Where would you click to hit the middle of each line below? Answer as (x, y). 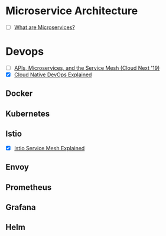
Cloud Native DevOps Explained (53, 75)
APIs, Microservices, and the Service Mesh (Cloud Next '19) (87, 68)
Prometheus (29, 187)
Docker (19, 94)
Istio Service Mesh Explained (49, 148)
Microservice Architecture (72, 11)
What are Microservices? (44, 27)
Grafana (21, 207)
